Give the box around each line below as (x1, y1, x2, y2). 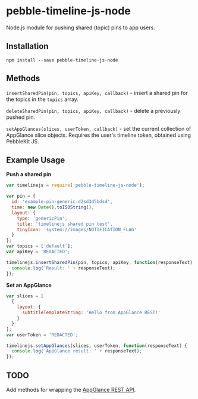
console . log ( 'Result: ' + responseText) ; (11, 265, 116, 271)
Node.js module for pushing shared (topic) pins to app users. (6, 24, 156, 31)
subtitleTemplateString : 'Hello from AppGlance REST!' (21, 309, 161, 316)
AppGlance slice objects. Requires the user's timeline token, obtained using (6, 131, 191, 139)
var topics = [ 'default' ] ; (6, 243, 73, 249)
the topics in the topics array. (6, 96, 79, 103)
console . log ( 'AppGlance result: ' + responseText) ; (11, 348, 143, 354)
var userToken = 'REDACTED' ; (6, 332, 78, 338)
